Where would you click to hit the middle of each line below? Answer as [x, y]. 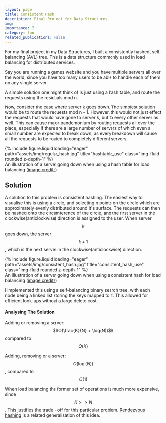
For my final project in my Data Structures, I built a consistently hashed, [78, 52]
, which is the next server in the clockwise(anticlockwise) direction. [74, 249]
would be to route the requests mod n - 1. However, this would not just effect [83, 112]
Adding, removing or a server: [36, 356]
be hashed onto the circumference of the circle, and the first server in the [80, 213]
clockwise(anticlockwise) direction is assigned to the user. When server [79, 218]
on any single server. [27, 82]
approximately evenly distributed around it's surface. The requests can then [83, 208]
